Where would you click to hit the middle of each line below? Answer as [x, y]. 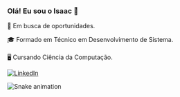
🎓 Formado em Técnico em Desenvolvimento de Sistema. [90, 40]
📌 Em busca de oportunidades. [51, 26]
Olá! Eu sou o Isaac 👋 [43, 11]
